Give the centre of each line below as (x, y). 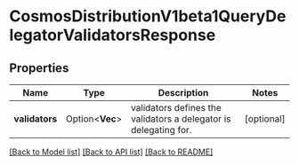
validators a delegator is (181, 119)
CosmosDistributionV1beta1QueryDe (148, 16)
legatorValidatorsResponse (113, 35)
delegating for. (161, 130)
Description (183, 93)
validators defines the (176, 108)
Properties (39, 68)
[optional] (265, 119)
